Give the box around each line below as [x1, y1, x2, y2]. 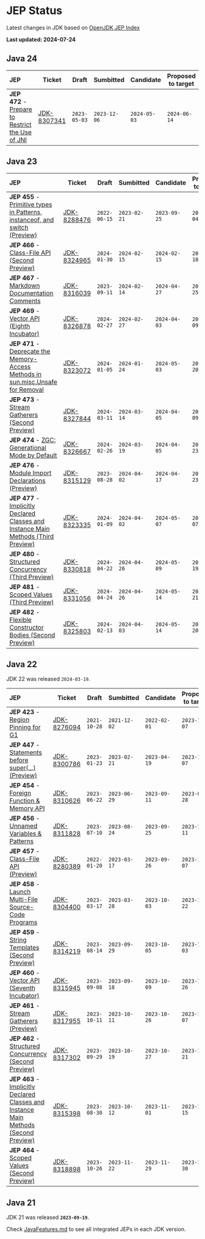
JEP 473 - [9, 395, 40, 404]
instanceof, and [9, 215, 54, 224]
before [9, 756, 29, 765]
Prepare [9, 105, 32, 113]
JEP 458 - [9, 880, 40, 888]
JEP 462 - [9, 1035, 40, 1043]
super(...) [9, 764, 36, 772]
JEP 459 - [9, 928, 40, 937]
